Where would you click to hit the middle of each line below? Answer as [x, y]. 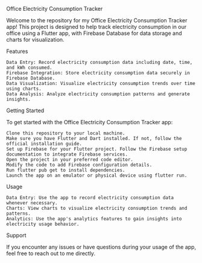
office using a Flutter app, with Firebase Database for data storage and [94, 33]
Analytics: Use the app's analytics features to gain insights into [94, 219]
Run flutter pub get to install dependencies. [66, 170]
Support [16, 235]
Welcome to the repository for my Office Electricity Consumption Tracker [97, 20]
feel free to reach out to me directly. [51, 253]
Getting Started [25, 110]
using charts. [24, 89]
